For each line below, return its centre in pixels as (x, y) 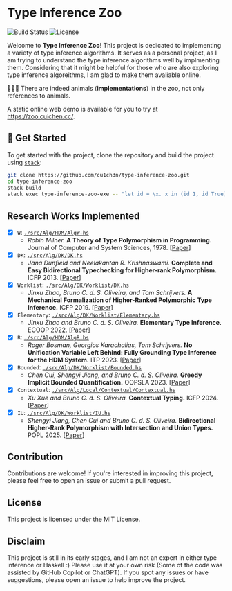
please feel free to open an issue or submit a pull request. (89, 481)
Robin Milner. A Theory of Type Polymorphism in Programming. (119, 240)
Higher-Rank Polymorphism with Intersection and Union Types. (120, 427)
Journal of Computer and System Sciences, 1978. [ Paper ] (109, 248)
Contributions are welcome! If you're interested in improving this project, (110, 473)
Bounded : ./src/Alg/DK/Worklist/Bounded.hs (79, 367)
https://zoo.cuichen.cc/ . (41, 116)
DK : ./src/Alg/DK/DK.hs (50, 255)
